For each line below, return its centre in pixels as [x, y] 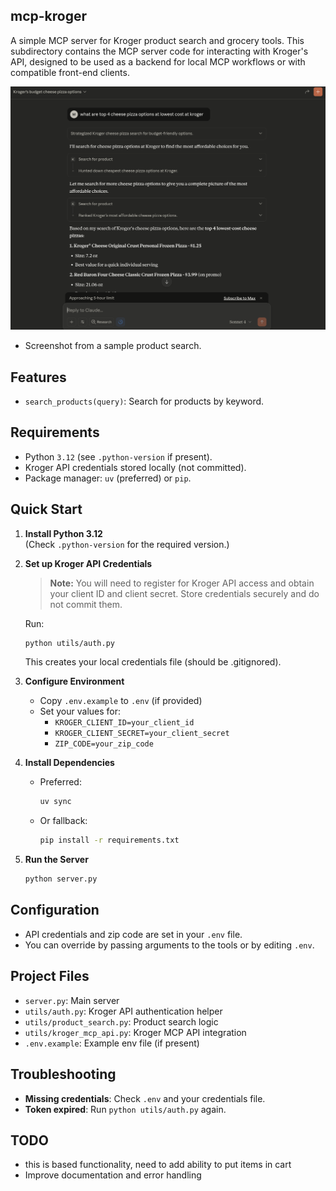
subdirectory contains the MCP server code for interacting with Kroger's [159, 51]
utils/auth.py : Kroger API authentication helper [123, 1011]
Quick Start [46, 509]
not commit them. [86, 604]
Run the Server [56, 860]
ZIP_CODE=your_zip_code [104, 744]
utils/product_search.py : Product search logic [121, 1021]
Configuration [55, 910]
